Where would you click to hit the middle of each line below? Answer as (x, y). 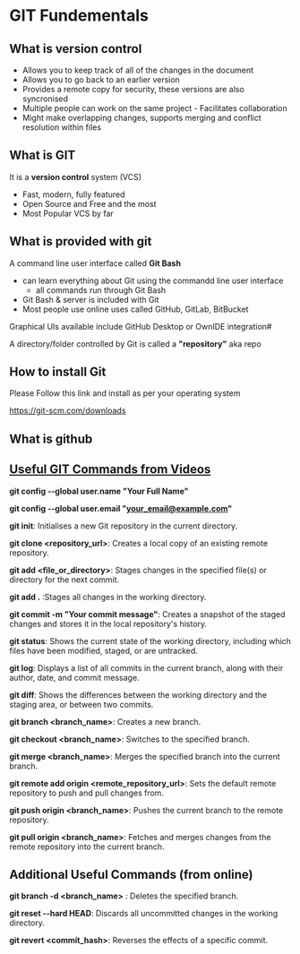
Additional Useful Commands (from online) (131, 875)
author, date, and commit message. (75, 677)
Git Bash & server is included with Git (90, 299)
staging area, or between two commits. (81, 704)
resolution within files (61, 127)
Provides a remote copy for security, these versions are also (133, 89)
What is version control (76, 49)
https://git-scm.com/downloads (68, 411)
